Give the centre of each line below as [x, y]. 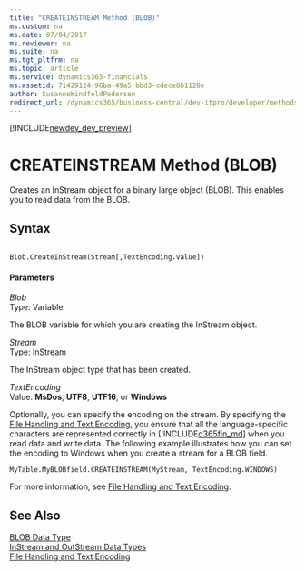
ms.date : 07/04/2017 [49, 35]
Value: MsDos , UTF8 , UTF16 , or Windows [89, 397]
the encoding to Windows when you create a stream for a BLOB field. [138, 453]
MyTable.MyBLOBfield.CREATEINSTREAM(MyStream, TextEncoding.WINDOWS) [144, 470]
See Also [35, 515]
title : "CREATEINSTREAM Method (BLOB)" [85, 18]
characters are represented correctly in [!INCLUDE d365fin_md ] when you [147, 434]
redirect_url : [36, 102]
